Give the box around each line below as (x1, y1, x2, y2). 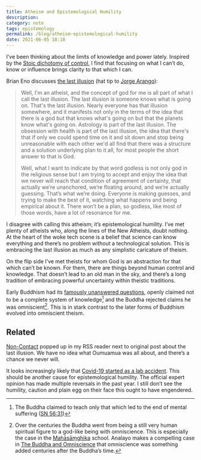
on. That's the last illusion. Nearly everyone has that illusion (20, 102, 168, 109)
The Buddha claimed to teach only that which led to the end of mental (14, 404, 187, 411)
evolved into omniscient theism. (6, 309, 85, 317)
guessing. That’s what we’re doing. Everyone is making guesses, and (20, 190, 191, 197)
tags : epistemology (6, 25, 55, 32)
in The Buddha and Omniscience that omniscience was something (14, 441, 178, 448)
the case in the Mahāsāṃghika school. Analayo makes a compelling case (14, 434, 195, 441)
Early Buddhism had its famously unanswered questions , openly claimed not (6, 288, 194, 296)
